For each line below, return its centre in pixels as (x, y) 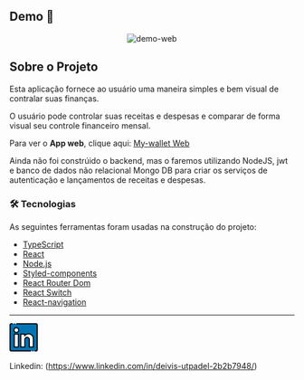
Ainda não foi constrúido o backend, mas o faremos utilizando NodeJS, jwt (149, 160)
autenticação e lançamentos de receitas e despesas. (108, 180)
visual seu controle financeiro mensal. (80, 125)
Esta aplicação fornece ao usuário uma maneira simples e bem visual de (144, 89)
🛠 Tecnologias (43, 204)
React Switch (47, 292)
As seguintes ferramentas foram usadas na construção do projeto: (133, 226)
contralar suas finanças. (54, 98)
